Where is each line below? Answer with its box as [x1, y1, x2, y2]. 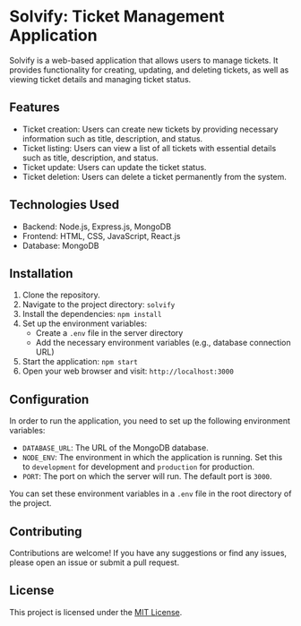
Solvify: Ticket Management [9, 6, 225, 27]
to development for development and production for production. [21, 461, 255, 472]
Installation [9, 266, 73, 281]
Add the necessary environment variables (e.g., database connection [35, 338, 291, 348]
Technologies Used [9, 197, 119, 212]
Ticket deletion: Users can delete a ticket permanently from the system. [21, 171, 287, 182]
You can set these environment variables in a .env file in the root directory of [9, 488, 292, 499]
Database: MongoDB [21, 240, 99, 251]
